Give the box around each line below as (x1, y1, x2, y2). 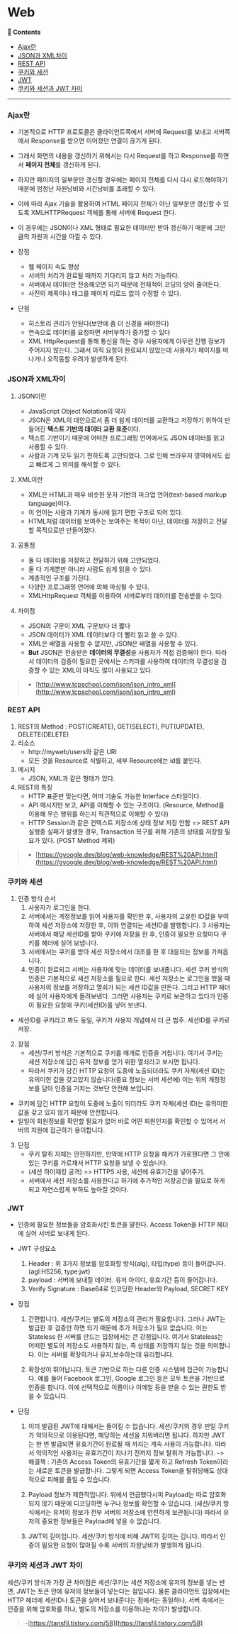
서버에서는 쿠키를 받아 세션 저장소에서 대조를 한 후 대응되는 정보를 (28, 948, 210, 956)
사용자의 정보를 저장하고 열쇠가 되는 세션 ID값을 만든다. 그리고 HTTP (28, 983, 217, 992)
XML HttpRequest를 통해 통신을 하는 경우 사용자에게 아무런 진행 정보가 (28, 337, 225, 346)
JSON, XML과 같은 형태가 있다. (28, 774, 115, 783)
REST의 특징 (17, 783, 53, 791)
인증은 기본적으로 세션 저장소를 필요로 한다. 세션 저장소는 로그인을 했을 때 (28, 974, 231, 983)
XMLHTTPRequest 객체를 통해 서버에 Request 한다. (30, 209, 177, 217)
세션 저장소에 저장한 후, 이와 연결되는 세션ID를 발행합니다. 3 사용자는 (41, 921, 231, 929)
